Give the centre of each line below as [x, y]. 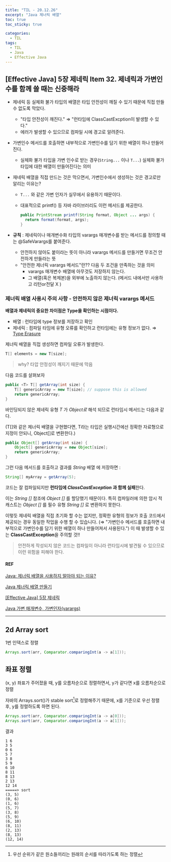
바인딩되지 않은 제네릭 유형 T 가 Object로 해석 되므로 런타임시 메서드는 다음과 [82, 410]
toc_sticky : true [24, 24]
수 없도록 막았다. [29, 108]
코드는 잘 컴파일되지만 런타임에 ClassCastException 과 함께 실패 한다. [75, 487]
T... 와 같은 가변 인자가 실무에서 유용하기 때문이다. [71, 195]
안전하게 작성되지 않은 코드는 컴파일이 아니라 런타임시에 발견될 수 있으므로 [91, 545]
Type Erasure [26, 334]
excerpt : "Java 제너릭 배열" [34, 15]
